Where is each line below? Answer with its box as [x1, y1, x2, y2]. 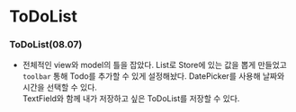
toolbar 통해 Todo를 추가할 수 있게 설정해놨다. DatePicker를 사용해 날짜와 [22, 71, 285, 82]
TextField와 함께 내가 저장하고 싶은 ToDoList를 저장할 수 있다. [22, 93, 240, 104]
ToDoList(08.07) [9, 39, 83, 51]
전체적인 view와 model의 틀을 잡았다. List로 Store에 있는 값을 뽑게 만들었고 [22, 60, 288, 71]
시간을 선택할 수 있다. [22, 82, 97, 93]
